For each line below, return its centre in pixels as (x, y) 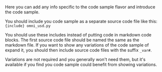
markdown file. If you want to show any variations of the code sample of (77, 45)
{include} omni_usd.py (28, 26)
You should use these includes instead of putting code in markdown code (78, 35)
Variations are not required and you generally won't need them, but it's (75, 59)
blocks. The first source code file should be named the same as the (72, 40)
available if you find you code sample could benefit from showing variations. (81, 65)
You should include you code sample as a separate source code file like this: (81, 21)
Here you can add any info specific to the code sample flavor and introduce (80, 7)
